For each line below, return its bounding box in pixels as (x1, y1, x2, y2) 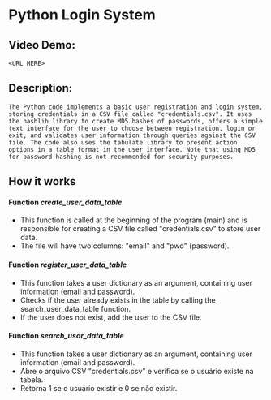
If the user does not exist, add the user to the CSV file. (19, 312, 202, 322)
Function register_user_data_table (8, 260, 127, 269)
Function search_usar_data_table (8, 331, 124, 341)
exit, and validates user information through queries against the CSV (8, 131, 256, 140)
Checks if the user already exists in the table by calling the (19, 295, 217, 305)
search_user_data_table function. (19, 303, 131, 313)
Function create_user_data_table (8, 197, 123, 207)
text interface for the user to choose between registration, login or (8, 124, 256, 132)
